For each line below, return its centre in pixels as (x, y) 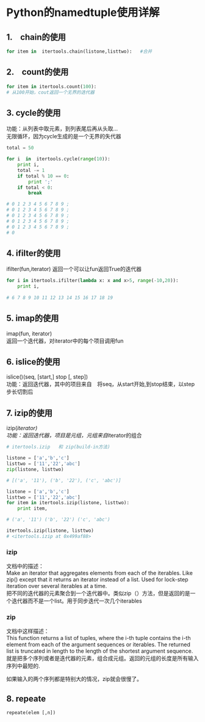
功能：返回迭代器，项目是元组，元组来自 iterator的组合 (74, 436)
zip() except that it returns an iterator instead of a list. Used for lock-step (97, 579)
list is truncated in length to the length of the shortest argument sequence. (100, 651)
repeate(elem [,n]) (31, 713)
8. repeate (26, 698)
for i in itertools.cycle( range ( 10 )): (59, 159)
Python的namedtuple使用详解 (83, 13)
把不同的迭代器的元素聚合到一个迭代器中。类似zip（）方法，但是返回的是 (98, 594)
